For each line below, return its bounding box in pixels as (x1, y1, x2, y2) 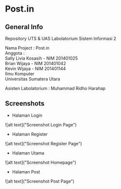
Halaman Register (12, 131, 48, 137)
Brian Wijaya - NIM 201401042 (5, 61, 67, 66)
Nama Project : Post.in (5, 45, 50, 51)
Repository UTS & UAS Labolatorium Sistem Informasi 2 (5, 35, 117, 41)
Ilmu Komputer (5, 71, 35, 76)
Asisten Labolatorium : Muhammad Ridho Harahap (5, 86, 106, 91)
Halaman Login (12, 112, 43, 118)
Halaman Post (12, 169, 40, 174)
